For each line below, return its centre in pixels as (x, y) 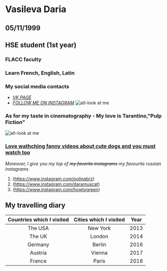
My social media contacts (37, 86)
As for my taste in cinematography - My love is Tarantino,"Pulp (83, 116)
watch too (18, 152)
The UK (38, 236)
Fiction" (15, 122)
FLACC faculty (23, 59)
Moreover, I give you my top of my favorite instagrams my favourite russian (83, 164)
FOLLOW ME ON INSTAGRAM (43, 103)
